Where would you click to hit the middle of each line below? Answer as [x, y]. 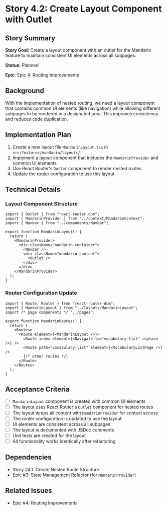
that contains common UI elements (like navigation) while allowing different [83, 108]
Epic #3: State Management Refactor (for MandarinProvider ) [74, 475]
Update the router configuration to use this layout [63, 174]
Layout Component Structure [41, 203]
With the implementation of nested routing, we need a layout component [80, 103]
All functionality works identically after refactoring [64, 441]
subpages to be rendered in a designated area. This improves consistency [82, 113]
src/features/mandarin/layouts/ [46, 153]
